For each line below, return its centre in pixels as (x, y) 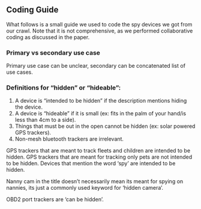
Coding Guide (32, 10)
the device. (29, 107)
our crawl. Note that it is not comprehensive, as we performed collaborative (100, 31)
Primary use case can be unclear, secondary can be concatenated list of (96, 66)
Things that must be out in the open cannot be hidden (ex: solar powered (105, 126)
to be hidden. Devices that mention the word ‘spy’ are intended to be (91, 163)
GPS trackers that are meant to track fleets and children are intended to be (98, 151)
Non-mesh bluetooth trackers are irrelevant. (69, 139)
